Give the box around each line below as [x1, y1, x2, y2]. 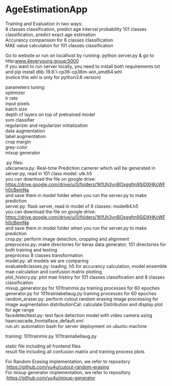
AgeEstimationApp [5, 4, 88, 15]
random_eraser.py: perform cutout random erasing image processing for [5, 296, 159, 302]
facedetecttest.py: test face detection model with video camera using [5, 312, 152, 318]
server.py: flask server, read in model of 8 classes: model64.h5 [5, 203, 139, 209]
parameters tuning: [5, 84, 46, 90]
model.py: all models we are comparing [5, 258, 89, 264]
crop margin [5, 139, 31, 145]
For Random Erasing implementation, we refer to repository [5, 358, 130, 364]
